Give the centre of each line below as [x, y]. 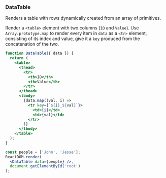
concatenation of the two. [32, 44]
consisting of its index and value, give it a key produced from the [73, 39]
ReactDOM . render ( [24, 157]
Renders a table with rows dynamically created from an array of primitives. [83, 18]
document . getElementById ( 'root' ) [45, 166]
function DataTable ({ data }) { [39, 54]
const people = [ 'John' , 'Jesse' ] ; [43, 152]
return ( [19, 58]
